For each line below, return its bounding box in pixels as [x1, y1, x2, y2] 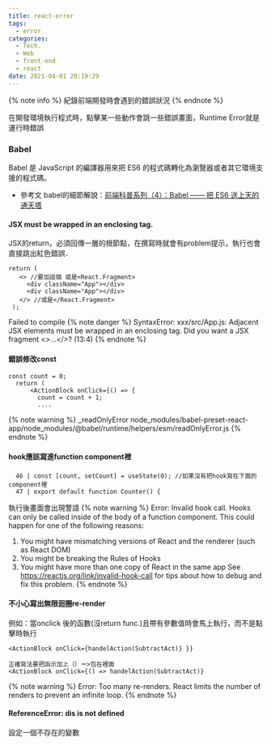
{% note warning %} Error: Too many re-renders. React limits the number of [8, 681, 261, 691]
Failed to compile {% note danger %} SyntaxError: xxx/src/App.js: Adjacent [8, 317, 259, 327]
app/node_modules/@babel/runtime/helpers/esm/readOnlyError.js [8, 424, 230, 433]
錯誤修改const [8, 354, 57, 364]
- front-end [15, 57, 57, 66]
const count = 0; [8, 372, 67, 381]
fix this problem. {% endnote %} [19, 579, 128, 589]
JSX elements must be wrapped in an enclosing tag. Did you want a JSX [8, 326, 249, 336]
